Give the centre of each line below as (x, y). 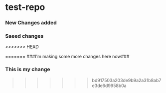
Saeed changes (24, 36)
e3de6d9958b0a (109, 86)
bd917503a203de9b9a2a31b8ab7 (127, 80)
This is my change (28, 70)
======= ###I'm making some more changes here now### (67, 57)
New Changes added (31, 23)
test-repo (25, 7)
